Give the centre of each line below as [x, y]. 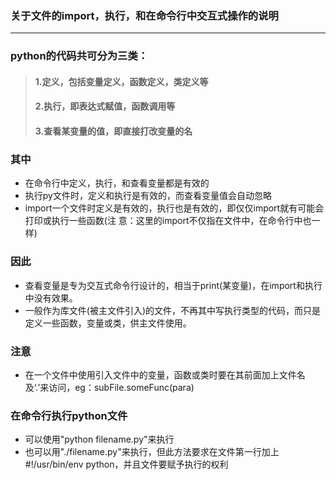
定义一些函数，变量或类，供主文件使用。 [108, 323]
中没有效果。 [51, 298]
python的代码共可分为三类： [79, 56]
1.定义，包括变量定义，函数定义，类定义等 [121, 81]
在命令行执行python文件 [69, 415]
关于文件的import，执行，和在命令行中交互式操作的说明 [144, 15]
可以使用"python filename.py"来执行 [99, 439]
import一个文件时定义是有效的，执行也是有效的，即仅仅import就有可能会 [174, 208]
